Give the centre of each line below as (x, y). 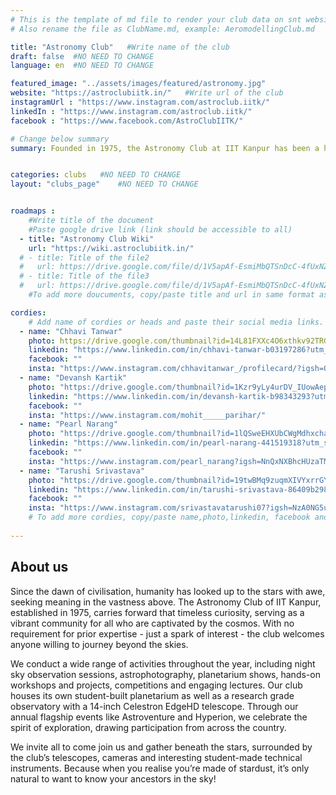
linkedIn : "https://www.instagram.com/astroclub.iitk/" (131, 111)
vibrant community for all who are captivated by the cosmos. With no (152, 623)
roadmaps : (33, 211)
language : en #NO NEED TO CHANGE (82, 66)
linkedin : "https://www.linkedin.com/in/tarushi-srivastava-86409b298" (180, 489)
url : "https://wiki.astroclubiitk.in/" (111, 248)
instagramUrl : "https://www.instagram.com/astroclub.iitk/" (140, 102)
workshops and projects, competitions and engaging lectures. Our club (156, 685)
